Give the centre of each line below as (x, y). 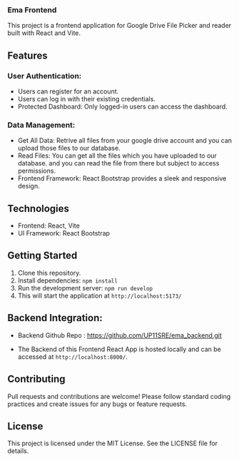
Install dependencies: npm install (67, 280)
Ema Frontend (32, 10)
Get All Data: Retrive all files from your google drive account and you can (125, 141)
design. (29, 186)
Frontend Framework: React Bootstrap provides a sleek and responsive (122, 178)
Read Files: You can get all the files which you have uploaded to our (117, 156)
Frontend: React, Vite (49, 226)
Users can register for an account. (68, 91)
